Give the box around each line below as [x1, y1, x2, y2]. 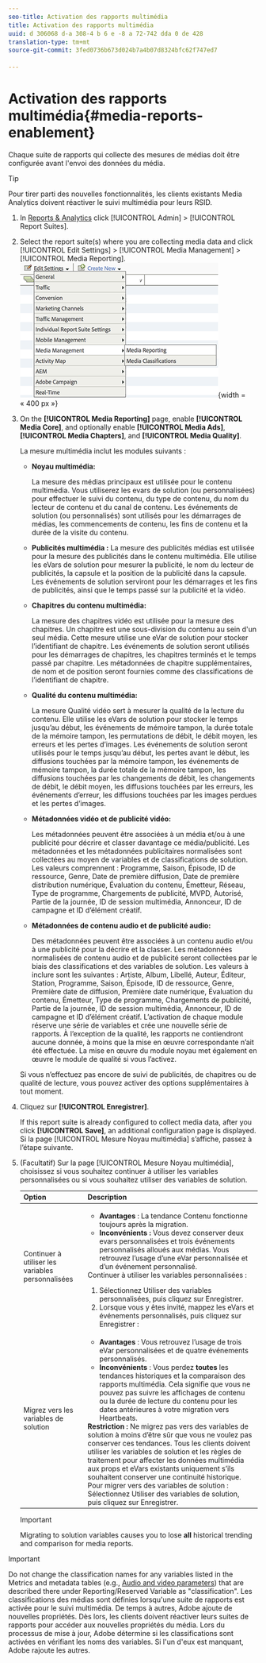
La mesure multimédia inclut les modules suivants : [19, 446, 186, 456]
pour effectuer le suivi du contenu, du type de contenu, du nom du [31, 493, 249, 504]
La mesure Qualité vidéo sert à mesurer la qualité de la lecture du [31, 705, 245, 715]
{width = [217, 390, 246, 399]
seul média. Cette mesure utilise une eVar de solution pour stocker [31, 632, 249, 642]
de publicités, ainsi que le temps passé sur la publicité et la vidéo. [31, 585, 246, 595]
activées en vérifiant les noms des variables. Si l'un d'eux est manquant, [8, 1637, 244, 1647]
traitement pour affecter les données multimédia [87, 1455, 245, 1464]
